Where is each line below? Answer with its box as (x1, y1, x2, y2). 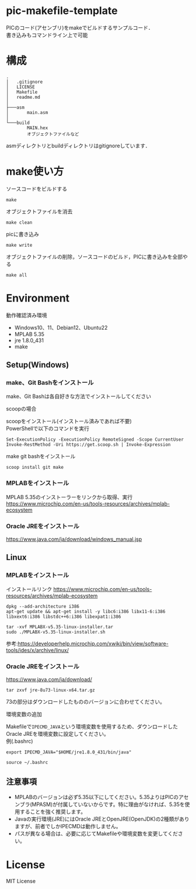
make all (6, 272, 27, 278)
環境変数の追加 (6, 711, 42, 718)
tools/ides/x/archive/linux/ (6, 646, 69, 653)
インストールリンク (6, 586, 52, 593)
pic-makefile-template (6, 4, 118, 18)
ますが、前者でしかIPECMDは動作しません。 (14, 822, 121, 829)
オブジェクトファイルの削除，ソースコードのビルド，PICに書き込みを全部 (6, 253, 183, 260)
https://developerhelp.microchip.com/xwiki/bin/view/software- (17, 640, 169, 647)
